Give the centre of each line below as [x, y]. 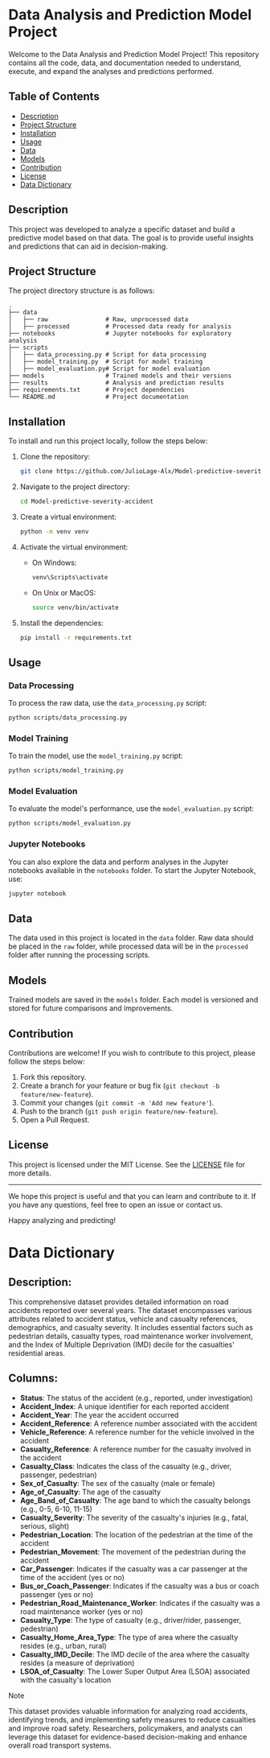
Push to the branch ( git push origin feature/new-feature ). [119, 1111]
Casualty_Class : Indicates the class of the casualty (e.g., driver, [126, 1466]
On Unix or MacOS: [64, 592]
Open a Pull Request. [55, 1119]
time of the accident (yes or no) [72, 1577]
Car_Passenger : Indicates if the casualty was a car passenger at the [133, 1569]
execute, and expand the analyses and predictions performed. [111, 71]
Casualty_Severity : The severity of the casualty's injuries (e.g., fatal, [134, 1517]
